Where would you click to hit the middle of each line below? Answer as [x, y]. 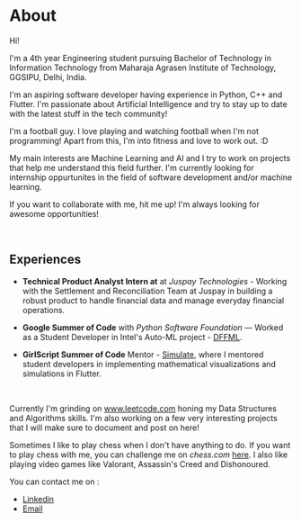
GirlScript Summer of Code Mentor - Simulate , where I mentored [143, 354]
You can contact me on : [54, 481]
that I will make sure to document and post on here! [104, 427]
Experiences [45, 260]
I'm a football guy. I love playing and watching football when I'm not [134, 130]
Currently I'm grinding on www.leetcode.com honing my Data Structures [143, 408]
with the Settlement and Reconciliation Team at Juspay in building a [147, 291]
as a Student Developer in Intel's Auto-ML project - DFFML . [132, 337]
